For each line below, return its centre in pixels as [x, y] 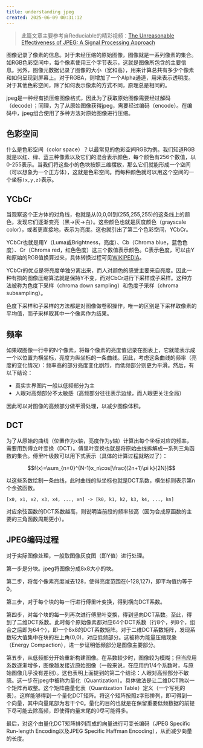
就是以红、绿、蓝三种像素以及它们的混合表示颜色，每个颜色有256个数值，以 [101, 157]
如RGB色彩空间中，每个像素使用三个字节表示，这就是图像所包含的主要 [94, 62]
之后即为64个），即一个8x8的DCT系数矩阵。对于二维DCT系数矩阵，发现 [101, 629]
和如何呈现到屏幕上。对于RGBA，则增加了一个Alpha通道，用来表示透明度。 [100, 77]
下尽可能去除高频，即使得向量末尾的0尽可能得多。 [69, 711]
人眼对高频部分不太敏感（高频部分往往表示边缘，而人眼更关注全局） [100, 393]
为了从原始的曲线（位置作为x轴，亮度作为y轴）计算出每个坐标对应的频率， [99, 441]
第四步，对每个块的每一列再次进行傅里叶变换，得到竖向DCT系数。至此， [97, 614]
